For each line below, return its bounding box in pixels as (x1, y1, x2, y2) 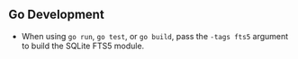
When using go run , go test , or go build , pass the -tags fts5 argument (21, 30, 289, 41)
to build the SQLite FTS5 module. (21, 40, 145, 51)
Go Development (8, 7, 104, 22)
